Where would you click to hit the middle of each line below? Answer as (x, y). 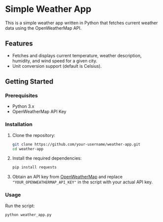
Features (19, 44)
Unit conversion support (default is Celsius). (57, 66)
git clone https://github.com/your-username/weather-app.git (76, 144)
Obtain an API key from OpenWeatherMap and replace (67, 177)
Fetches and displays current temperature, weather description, (77, 55)
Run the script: (20, 206)
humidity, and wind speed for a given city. (55, 61)
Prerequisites (21, 96)
